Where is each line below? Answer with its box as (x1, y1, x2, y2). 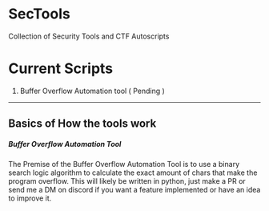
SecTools (8, 5, 70, 23)
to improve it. (8, 193, 52, 203)
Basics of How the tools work (8, 117, 157, 131)
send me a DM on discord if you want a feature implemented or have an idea (8, 185, 261, 195)
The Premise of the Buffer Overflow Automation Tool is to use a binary (8, 160, 240, 169)
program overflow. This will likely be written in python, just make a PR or (8, 177, 246, 186)
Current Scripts (8, 59, 114, 78)
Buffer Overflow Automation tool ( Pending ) (19, 86, 166, 95)
